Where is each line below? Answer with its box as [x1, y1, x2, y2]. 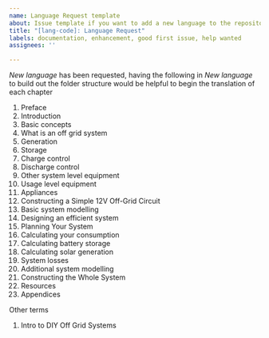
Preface [20, 103, 47, 113]
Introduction [20, 111, 61, 121]
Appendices [20, 289, 61, 300]
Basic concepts [20, 120, 72, 129]
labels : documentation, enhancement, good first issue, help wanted [9, 34, 242, 42]
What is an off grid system [20, 129, 108, 138]
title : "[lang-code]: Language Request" [9, 26, 146, 34]
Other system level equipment [20, 171, 120, 181]
